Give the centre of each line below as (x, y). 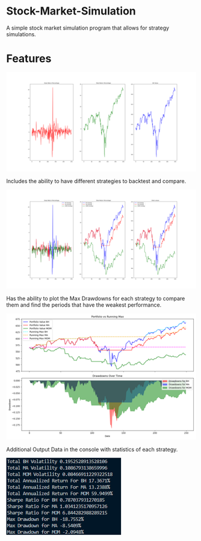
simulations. (21, 34)
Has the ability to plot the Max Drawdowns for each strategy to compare (96, 298)
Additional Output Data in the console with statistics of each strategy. (92, 450)
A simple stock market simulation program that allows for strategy (88, 28)
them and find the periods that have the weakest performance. (84, 305)
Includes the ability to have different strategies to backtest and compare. (96, 181)
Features (29, 59)
